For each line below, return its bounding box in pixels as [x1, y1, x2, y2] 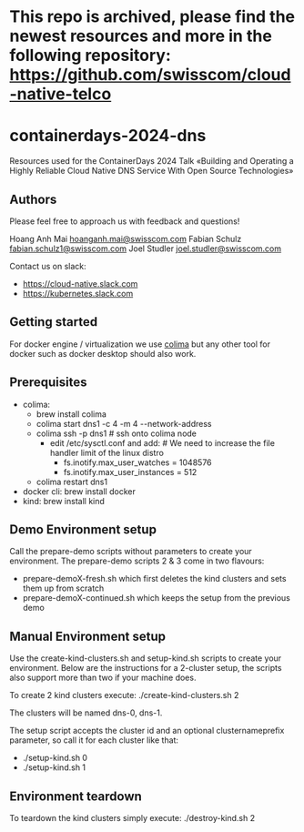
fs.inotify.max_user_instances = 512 [63, 466, 198, 477]
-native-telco [9, 84, 112, 105]
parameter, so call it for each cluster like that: [9, 735, 179, 746]
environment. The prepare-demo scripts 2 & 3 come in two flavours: [9, 555, 265, 566]
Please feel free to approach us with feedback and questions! [9, 216, 240, 227]
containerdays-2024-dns [9, 126, 207, 147]
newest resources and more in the [9, 25, 273, 46]
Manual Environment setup [9, 628, 167, 644]
